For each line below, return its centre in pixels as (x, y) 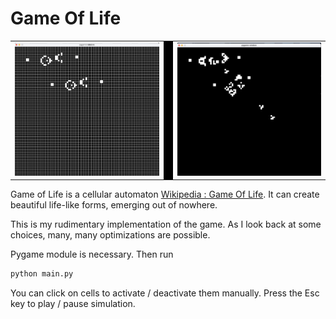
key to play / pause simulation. (73, 304)
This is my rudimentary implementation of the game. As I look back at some (166, 224)
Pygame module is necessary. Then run (92, 254)
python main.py (42, 274)
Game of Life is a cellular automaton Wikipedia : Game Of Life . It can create (165, 194)
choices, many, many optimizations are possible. (110, 235)
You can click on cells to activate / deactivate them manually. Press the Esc (165, 293)
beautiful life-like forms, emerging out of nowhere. (114, 205)
